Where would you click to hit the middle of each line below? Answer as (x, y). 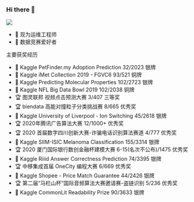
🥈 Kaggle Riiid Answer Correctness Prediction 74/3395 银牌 (88, 159)
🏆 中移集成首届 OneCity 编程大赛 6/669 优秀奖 (73, 166)
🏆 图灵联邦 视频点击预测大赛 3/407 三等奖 (67, 97)
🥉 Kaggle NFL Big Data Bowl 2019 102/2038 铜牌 (75, 90)
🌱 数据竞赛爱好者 (36, 42)
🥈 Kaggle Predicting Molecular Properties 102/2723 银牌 (84, 82)
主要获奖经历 (22, 55)
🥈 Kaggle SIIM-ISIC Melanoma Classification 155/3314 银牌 (87, 142)
